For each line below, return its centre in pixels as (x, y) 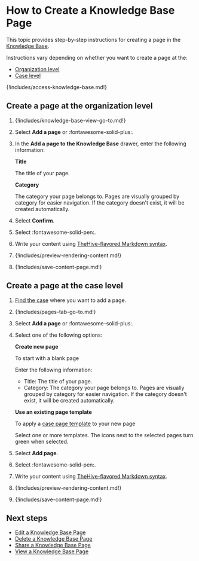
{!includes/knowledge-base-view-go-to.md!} (70, 120)
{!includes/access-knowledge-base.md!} (57, 87)
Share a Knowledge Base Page (53, 545)
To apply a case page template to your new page (75, 423)
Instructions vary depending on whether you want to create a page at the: (97, 57)
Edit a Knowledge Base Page (50, 532)
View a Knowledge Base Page (52, 551)
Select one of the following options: (59, 335)
